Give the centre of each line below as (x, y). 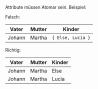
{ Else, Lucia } (71, 38)
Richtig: (13, 50)
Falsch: (12, 17)
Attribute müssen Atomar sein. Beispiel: (46, 7)
